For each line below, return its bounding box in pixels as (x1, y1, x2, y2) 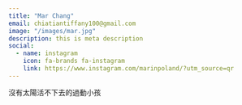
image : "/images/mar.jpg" (8, 27, 96, 35)
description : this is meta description (8, 34, 144, 43)
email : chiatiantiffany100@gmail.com (8, 19, 136, 27)
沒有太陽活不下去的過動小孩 (8, 87, 102, 97)
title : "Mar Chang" (8, 11, 75, 20)
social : (8, 42, 35, 50)
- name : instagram (15, 49, 79, 57)
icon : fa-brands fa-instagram (23, 57, 126, 65)
